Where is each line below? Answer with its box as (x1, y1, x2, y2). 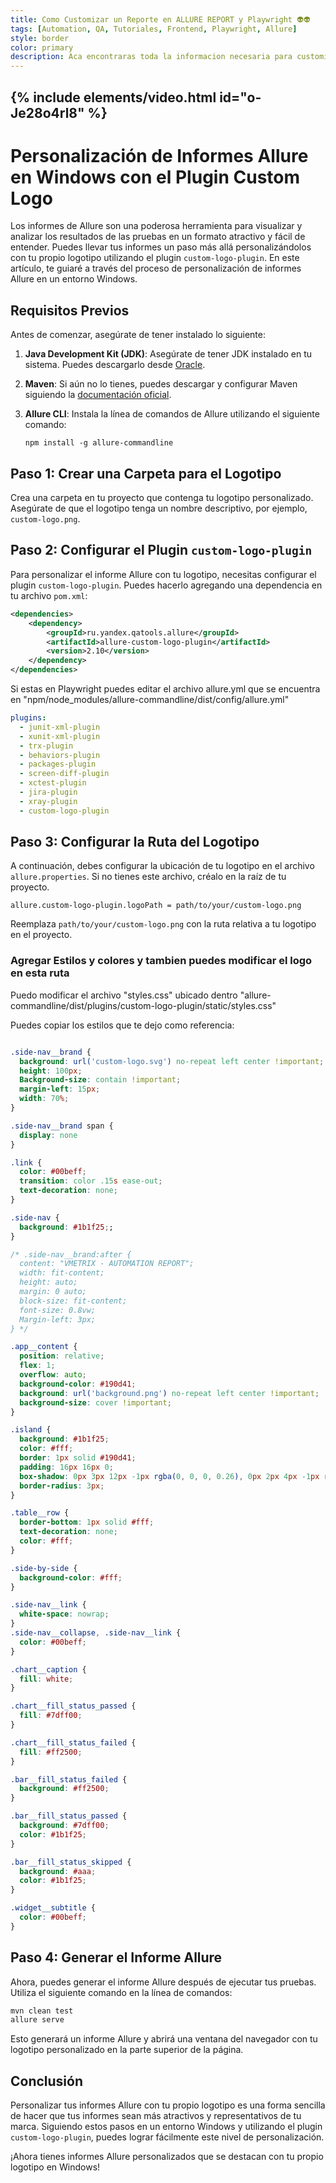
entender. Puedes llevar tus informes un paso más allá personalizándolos (10, 241, 312, 253)
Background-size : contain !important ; (19, 1075, 182, 1085)
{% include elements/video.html (10, 89, 217, 106)
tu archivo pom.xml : (10, 589, 88, 601)
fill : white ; (19, 1674, 74, 1684)
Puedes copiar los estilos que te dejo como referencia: (10, 1019, 235, 1031)
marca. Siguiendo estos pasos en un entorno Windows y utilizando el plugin (10, 2121, 323, 2133)
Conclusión (10, 2072, 84, 2090)
